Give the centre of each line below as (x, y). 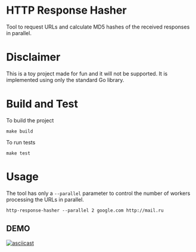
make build (20, 131)
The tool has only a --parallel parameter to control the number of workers (98, 193)
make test (18, 153)
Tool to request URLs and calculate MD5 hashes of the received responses (98, 27)
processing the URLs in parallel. (45, 199)
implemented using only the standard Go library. (65, 80)
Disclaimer (33, 57)
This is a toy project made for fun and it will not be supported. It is (87, 73)
